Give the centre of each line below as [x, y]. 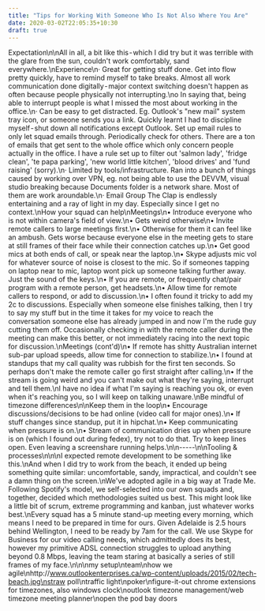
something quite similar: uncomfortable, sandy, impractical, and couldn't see [132, 473]
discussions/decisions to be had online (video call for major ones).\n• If [124, 414]
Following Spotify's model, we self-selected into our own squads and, [121, 489]
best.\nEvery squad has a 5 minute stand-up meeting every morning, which [131, 515]
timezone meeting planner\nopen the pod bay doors [93, 598]
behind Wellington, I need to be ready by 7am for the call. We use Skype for [131, 531]
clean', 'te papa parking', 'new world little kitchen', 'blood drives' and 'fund [129, 162]
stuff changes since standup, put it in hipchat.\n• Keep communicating [123, 422]
